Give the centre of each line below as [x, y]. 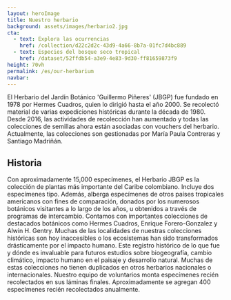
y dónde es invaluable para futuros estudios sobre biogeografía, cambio [110, 253]
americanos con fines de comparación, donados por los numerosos [103, 201]
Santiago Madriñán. [35, 141]
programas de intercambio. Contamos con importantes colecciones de [108, 216]
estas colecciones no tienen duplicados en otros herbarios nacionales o [109, 268]
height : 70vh [26, 65]
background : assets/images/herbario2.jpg [68, 26]
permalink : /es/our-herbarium [51, 71]
